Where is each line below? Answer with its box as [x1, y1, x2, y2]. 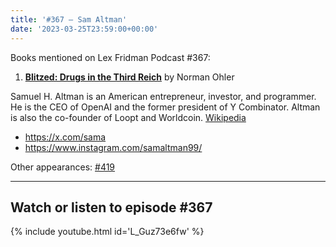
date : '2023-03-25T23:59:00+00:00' [10, 24, 159, 34]
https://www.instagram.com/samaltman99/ [24, 141, 203, 153]
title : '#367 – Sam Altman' [10, 14, 128, 25]
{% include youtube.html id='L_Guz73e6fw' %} [10, 226, 205, 238]
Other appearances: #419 [10, 161, 116, 173]
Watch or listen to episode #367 [10, 199, 213, 216]
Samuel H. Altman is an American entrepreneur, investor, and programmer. [10, 90, 317, 102]
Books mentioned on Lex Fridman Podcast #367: [10, 51, 211, 63]
